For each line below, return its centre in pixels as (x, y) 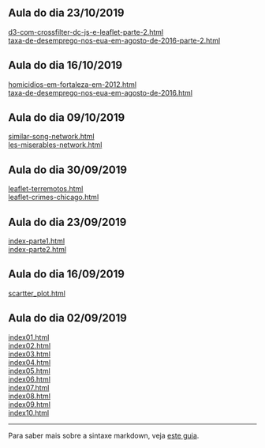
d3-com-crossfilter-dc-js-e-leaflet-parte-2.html (86, 32)
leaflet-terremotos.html (46, 189)
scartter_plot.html (37, 293)
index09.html (30, 404)
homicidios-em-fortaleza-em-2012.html (72, 84)
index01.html (29, 337)
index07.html (29, 387)
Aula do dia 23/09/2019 (67, 222)
